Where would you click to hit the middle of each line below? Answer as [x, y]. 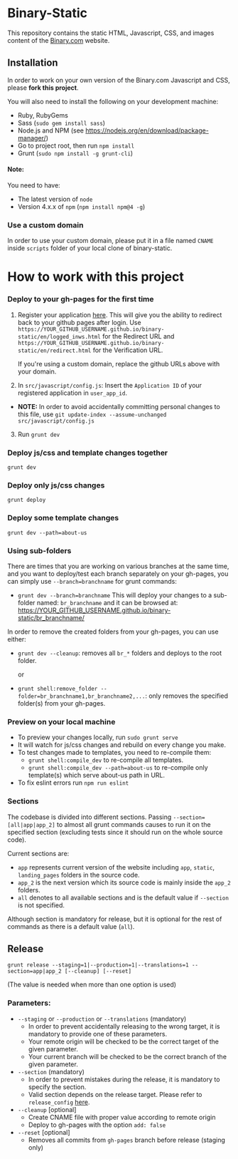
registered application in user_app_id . [72, 393]
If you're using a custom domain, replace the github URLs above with [119, 364]
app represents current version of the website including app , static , [116, 867]
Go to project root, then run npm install [76, 145]
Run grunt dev [39, 434]
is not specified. [41, 905]
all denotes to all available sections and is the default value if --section [123, 897]
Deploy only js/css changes [56, 485]
